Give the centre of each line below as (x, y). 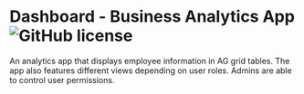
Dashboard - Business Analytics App (152, 17)
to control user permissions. (62, 80)
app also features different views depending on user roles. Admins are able (151, 70)
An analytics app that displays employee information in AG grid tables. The (150, 61)
